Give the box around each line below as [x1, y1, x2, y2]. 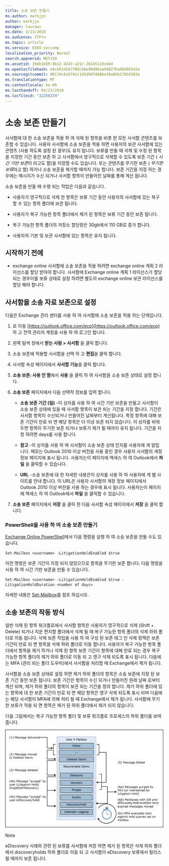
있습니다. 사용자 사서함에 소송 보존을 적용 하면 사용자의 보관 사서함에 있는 [20, 141, 163, 147]
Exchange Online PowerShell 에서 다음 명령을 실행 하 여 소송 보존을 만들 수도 [5, 534, 156, 540]
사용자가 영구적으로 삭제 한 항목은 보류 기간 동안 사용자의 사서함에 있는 [12, 194, 150, 200]
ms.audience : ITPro [5, 35, 46, 40]
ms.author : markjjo [5, 13, 46, 19]
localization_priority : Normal [5, 50, 71, 55]
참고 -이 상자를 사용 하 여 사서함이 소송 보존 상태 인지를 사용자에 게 [20, 442, 150, 448]
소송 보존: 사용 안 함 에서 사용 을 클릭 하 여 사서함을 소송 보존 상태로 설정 [12, 372, 152, 378]
